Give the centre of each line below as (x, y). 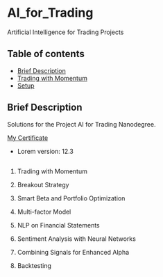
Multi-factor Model (44, 212)
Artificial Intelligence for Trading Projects (66, 32)
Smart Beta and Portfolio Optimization (71, 198)
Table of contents (46, 54)
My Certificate (28, 138)
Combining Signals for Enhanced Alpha (73, 252)
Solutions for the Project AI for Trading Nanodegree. (81, 124)
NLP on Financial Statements (59, 225)
